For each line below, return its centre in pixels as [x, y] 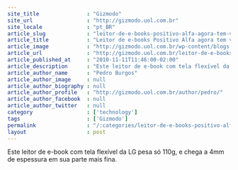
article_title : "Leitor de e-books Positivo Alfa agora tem [117, 40]
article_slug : [49, 34]
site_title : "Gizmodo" [64, 14]
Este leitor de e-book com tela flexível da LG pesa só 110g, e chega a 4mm [116, 152]
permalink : [49, 125]
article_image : [49, 47]
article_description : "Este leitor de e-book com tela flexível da [119, 66]
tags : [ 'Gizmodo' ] [68, 119]
